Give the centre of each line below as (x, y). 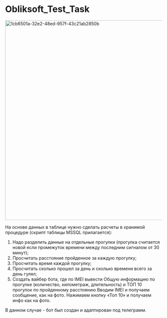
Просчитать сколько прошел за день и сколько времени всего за (82, 269)
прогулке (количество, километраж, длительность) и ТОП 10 (77, 284)
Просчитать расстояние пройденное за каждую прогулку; (74, 258)
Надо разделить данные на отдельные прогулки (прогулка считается (86, 242)
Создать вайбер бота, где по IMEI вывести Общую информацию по (83, 279)
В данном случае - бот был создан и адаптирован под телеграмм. (76, 310)
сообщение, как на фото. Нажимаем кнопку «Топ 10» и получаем (82, 295)
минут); (20, 253)
